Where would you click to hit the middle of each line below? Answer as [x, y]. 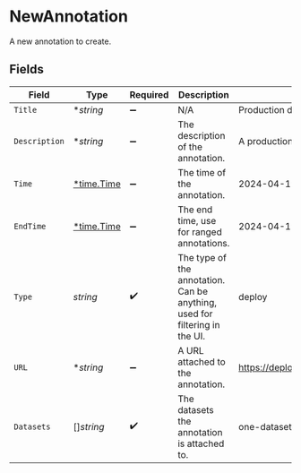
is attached [201, 443]
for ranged [200, 232]
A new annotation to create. [60, 41]
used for [195, 314]
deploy [253, 297]
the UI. [192, 336]
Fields [27, 69]
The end [195, 210]
